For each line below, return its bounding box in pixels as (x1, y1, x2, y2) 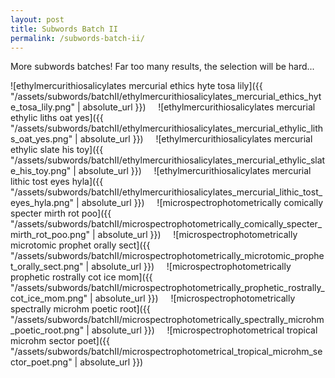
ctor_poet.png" (10, 356, 73, 368)
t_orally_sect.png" (10, 261, 84, 273)
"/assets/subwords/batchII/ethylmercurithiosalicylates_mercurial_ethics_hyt (10, 91, 322, 103)
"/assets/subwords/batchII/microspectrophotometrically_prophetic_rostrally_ (10, 282, 325, 294)
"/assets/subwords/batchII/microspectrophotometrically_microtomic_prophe (10, 250, 325, 262)
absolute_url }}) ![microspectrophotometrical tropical (91, 324, 318, 336)
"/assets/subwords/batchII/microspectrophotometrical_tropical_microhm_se (10, 346, 323, 358)
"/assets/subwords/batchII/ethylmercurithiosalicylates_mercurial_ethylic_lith (10, 122, 324, 135)
